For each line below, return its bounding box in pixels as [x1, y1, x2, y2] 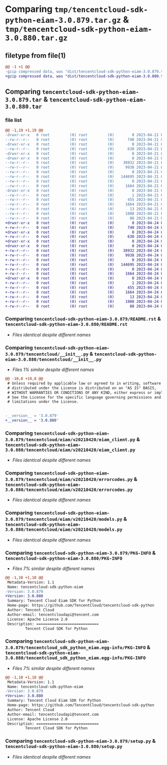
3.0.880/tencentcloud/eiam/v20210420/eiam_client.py [5, 447, 136, 453]
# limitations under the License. [7, 399, 79, 404]
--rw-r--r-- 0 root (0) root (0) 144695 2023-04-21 [5, 174, 159, 180]
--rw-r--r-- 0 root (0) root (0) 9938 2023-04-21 [5, 165, 159, 170]
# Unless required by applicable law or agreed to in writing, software [7, 381, 162, 386]
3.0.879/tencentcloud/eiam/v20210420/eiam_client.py [5, 437, 136, 442]
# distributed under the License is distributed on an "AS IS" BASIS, [7, 385, 157, 390]
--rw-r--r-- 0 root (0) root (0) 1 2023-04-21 [5, 192, 159, 197]
